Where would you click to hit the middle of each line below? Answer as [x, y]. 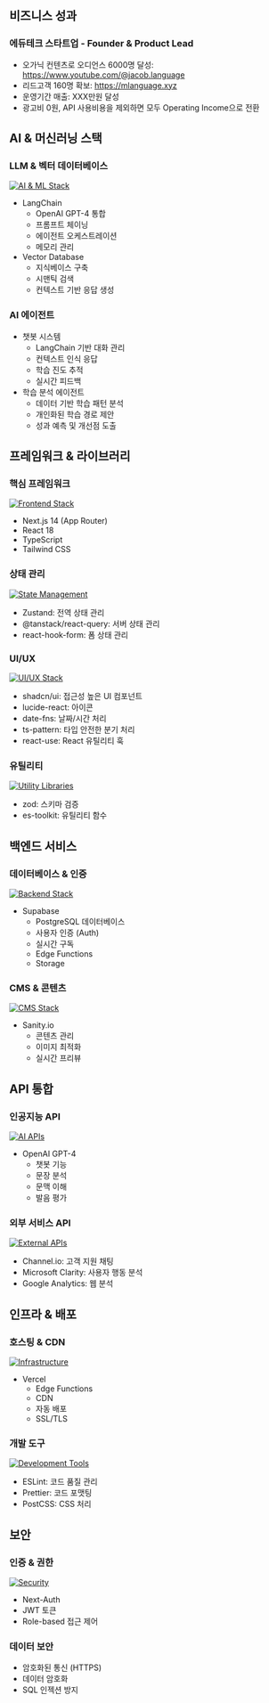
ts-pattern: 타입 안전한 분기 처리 [78, 729]
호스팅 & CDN [37, 1341]
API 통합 [31, 1089]
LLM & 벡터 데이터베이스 [59, 166]
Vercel [34, 1379]
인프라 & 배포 [43, 1314]
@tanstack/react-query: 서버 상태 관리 [91, 623]
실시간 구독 [54, 943]
